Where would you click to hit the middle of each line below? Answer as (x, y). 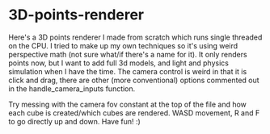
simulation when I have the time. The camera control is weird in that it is (128, 71)
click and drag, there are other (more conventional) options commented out (134, 80)
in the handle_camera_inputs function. (72, 88)
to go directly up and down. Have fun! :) (75, 121)
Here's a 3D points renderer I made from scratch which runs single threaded (135, 37)
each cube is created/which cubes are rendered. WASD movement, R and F (134, 113)
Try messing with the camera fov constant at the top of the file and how (127, 104)
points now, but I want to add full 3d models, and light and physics (118, 63)
